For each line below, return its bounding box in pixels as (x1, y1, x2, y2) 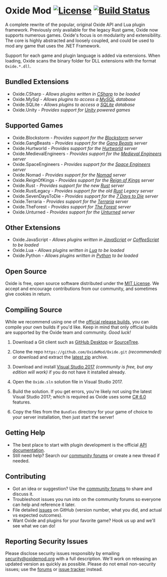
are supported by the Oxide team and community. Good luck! (5, 329, 131, 335)
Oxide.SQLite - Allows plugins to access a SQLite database (12, 101, 135, 107)
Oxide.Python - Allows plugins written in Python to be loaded (12, 252, 138, 258)
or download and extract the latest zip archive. (12, 354, 108, 360)
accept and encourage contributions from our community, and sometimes (5, 285, 157, 292)
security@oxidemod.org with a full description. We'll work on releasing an (5, 555, 157, 562)
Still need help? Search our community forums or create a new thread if (12, 452, 160, 458)
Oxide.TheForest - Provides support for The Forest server (12, 203, 131, 209)
